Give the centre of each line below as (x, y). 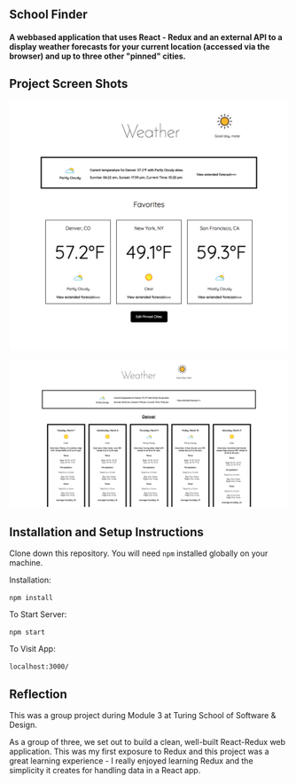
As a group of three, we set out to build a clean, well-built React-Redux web (148, 742)
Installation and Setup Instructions (106, 532)
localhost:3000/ (39, 667)
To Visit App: (32, 649)
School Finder (48, 15)
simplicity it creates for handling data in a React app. (105, 771)
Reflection (39, 694)
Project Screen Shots (69, 84)
